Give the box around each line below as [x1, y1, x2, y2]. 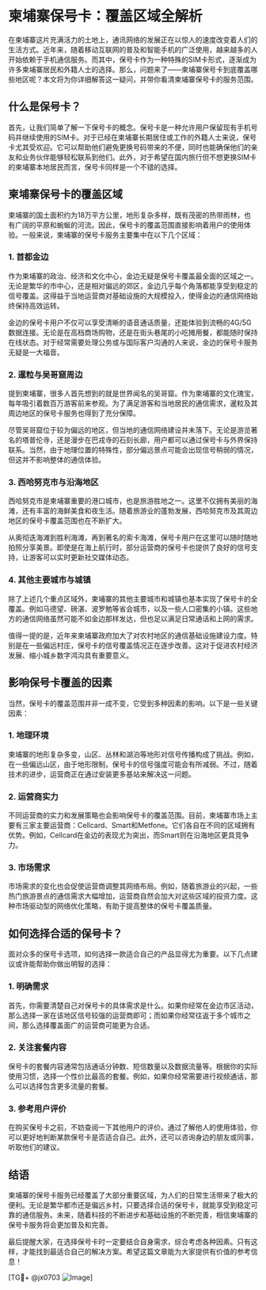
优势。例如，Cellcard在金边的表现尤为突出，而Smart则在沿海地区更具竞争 [8, 830, 249, 840]
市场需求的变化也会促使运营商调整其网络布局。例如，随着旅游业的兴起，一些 [8, 881, 258, 891]
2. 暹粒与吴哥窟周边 [8, 369, 83, 380]
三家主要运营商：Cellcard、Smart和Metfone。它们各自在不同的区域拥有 [21, 821, 256, 830]
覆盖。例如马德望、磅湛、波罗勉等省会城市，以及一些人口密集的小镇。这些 [8, 604, 251, 613]
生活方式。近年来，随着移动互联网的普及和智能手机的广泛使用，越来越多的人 [8, 44, 258, 54]
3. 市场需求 [8, 862, 51, 873]
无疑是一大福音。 [8, 347, 64, 357]
